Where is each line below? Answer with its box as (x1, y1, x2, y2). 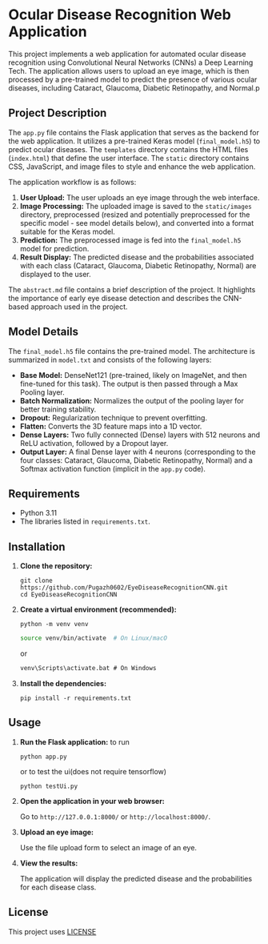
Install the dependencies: (19, 678, 106, 688)
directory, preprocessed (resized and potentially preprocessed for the (19, 210, 250, 219)
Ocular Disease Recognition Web (8, 6, 232, 24)
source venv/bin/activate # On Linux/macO (19, 634, 168, 642)
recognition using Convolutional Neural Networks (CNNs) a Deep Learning (8, 58, 254, 67)
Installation (8, 540, 66, 553)
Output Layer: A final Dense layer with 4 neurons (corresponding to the (19, 447, 256, 456)
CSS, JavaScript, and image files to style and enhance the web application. (8, 162, 256, 171)
